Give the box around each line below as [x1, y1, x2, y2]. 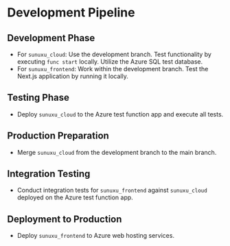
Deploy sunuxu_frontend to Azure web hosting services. [16, 232, 175, 240]
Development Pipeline [7, 5, 135, 21]
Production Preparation [7, 130, 110, 142]
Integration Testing [7, 168, 91, 180]
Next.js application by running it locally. [16, 72, 129, 80]
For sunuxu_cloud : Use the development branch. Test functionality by [16, 50, 211, 58]
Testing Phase [7, 92, 70, 103]
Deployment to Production [7, 213, 122, 225]
